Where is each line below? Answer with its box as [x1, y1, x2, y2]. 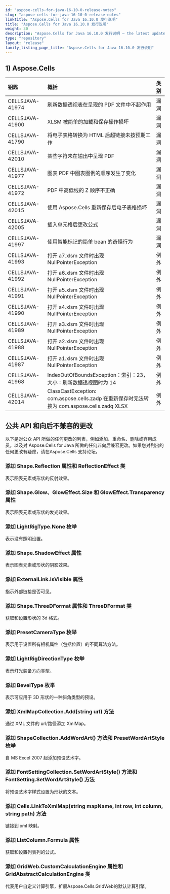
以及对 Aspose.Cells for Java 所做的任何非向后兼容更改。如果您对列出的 [14, 442, 164, 448]
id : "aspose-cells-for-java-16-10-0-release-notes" [5, 7, 116, 13]
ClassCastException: [47, 388, 97, 395]
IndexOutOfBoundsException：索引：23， [47, 372, 148, 379]
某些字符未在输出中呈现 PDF [47, 153, 115, 160]
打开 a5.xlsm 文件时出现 [47, 286, 105, 293]
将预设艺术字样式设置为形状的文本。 [5, 788, 81, 794]
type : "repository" [5, 36, 47, 41]
